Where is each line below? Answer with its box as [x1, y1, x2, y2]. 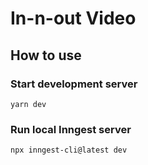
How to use [10, 47, 82, 64]
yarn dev [10, 99, 47, 109]
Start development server [10, 77, 138, 91]
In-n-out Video [10, 7, 137, 30]
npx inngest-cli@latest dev [10, 145, 128, 156]
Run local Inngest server [10, 122, 132, 136]
